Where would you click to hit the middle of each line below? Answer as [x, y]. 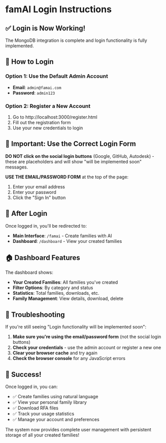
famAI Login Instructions [58, 9]
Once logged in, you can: [31, 387]
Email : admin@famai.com [37, 87]
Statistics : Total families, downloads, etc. [56, 293]
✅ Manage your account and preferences [56, 420]
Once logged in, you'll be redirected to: [46, 226]
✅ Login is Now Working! [45, 28]
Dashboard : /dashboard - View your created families [67, 241]
